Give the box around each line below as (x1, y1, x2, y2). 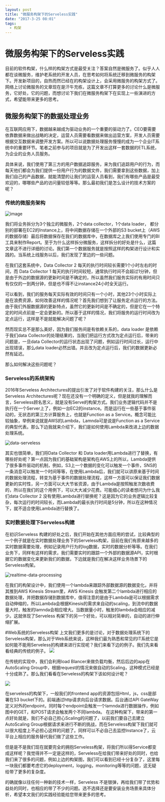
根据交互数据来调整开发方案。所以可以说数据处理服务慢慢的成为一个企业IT (5, 138, 156, 144)
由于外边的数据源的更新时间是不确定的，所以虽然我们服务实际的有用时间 (9, 274, 156, 281)
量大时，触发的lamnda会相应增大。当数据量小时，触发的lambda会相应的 (5, 606, 151, 612)
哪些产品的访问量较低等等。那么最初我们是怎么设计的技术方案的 (26, 179, 156, 185)
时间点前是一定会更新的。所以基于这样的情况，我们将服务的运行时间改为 (13, 310, 160, 316)
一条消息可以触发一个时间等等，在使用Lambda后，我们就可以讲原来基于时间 (5, 468, 160, 474)
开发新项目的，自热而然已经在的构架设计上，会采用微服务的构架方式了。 (13, 78, 160, 84)
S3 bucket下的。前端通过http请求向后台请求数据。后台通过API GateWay (13, 697, 159, 702)
